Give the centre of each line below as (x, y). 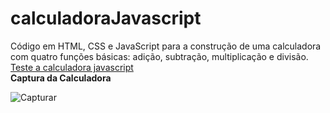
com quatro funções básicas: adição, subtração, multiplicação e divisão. (159, 56)
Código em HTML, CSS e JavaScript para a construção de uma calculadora (166, 46)
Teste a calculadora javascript (72, 67)
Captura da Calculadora (61, 78)
